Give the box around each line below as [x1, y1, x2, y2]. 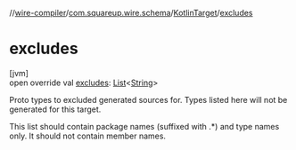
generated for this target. [9, 104, 102, 114]
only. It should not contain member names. [9, 130, 167, 141]
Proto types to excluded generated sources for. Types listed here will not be [9, 94, 288, 105]
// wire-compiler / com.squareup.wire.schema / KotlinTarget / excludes [9, 8, 253, 18]
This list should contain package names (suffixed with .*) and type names [9, 121, 280, 131]
